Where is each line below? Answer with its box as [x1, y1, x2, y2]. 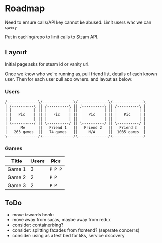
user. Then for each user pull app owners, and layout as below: [5, 76, 133, 81]
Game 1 [7, 166, 26, 173]
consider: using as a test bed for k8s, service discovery [12, 233, 125, 239]
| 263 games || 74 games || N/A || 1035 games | [5, 130, 146, 135]
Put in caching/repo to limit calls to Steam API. [5, 34, 99, 40]
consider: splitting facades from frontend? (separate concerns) [12, 227, 140, 233]
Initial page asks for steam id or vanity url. [5, 61, 90, 67]
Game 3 [7, 182, 26, 189]
